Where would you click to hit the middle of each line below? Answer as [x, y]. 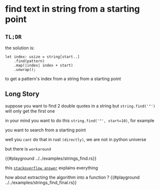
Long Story [22, 94]
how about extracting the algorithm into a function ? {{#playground [72, 177]
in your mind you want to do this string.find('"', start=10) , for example [80, 120]
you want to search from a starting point [46, 130]
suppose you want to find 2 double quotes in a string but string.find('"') [80, 106]
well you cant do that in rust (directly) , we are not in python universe [76, 139]
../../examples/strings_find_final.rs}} [41, 182]
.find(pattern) [29, 61]
